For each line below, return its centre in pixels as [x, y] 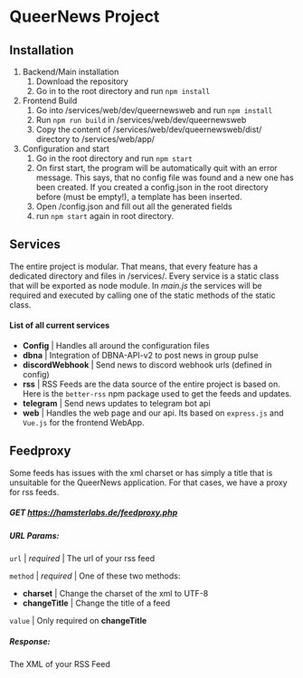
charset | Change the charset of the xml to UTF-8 [115, 594]
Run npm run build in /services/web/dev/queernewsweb [141, 120]
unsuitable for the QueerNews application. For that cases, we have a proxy [148, 482]
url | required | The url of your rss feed [82, 559]
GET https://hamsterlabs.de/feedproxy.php [94, 512]
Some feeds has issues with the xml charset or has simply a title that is [141, 473]
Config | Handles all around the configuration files [116, 346]
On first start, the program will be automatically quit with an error [156, 168]
